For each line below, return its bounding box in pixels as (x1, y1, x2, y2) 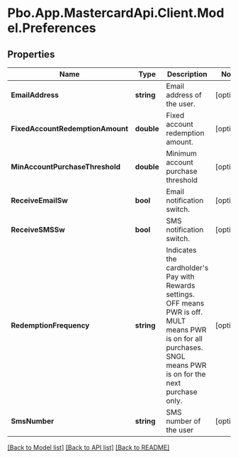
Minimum (166, 149, 197, 158)
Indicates (166, 245, 197, 255)
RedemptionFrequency (11, 320, 90, 330)
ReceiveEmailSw (11, 196, 69, 205)
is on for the (166, 369, 206, 379)
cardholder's (166, 263, 209, 272)
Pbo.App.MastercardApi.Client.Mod (7, 5, 225, 21)
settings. (166, 289, 195, 299)
